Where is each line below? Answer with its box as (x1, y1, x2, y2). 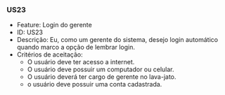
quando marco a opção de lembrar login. (16, 43, 135, 52)
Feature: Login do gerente (16, 21, 92, 29)
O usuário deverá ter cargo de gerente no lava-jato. (27, 73, 176, 81)
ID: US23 (16, 28, 44, 36)
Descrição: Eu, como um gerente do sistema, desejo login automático (16, 36, 219, 44)
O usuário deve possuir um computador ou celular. (27, 65, 174, 74)
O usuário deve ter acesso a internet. (27, 58, 135, 66)
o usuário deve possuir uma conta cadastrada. (27, 80, 162, 89)
